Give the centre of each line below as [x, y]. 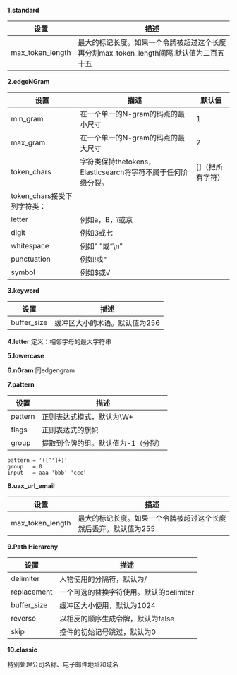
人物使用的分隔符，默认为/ [103, 579]
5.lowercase [26, 356]
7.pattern [21, 384]
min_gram [27, 119]
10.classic [22, 650]
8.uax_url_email [31, 486]
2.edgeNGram [29, 81]
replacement [32, 592]
